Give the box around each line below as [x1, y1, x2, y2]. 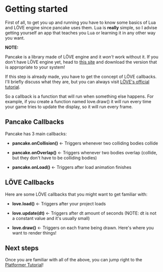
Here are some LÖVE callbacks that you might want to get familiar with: [5, 191, 147, 197]
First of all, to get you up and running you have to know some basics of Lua [5, 19, 156, 25]
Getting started [5, 3, 68, 15]
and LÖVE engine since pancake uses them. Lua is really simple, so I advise [5, 24, 157, 30]
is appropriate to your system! [5, 64, 65, 70]
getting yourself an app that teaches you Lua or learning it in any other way [5, 30, 156, 36]
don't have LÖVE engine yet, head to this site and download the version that [5, 59, 157, 65]
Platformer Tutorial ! [5, 262, 44, 268]
